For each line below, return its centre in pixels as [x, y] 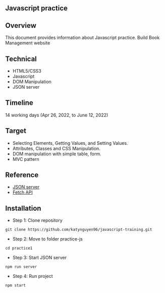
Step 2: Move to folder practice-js [48, 239]
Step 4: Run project [33, 276]
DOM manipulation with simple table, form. [57, 154]
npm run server [21, 267]
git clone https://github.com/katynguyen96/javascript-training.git [79, 230]
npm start [16, 285]
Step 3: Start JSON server [40, 258]
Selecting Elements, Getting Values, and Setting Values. [70, 143]
